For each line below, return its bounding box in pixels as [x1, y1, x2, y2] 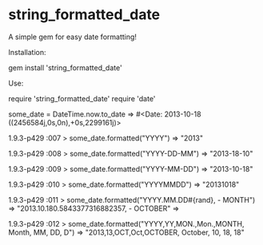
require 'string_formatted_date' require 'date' [8, 93, 156, 103]
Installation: [8, 47, 46, 57]
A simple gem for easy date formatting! [8, 32, 137, 41]
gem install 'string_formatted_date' [8, 62, 122, 73]
